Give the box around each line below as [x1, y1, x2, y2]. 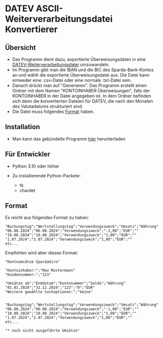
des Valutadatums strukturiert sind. [12, 104, 83, 109]
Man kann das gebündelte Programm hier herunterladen [12, 136, 126, 141]
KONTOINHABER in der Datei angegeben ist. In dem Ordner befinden [12, 93, 151, 99]
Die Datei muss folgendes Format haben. [12, 109, 94, 114]
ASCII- [36, 3, 64, 14]
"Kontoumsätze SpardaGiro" [5, 259, 60, 264]
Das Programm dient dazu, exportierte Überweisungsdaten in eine [12, 56, 146, 62]
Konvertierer [5, 24, 58, 35]
